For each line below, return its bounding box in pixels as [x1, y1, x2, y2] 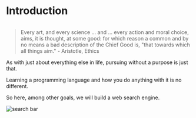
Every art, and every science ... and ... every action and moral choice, [20, 28, 190, 36]
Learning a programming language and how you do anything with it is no [6, 76, 182, 83]
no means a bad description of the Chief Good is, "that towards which [20, 41, 190, 48]
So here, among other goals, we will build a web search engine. [6, 94, 160, 101]
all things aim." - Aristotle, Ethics [20, 47, 99, 54]
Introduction [6, 4, 68, 18]
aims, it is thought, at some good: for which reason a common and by [20, 35, 189, 42]
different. [6, 82, 28, 89]
